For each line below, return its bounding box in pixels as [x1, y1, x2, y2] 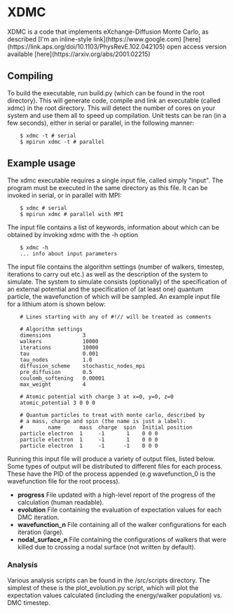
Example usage [7, 157, 76, 169]
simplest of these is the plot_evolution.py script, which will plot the [7, 583, 199, 592]
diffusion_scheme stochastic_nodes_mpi [20, 362, 146, 369]
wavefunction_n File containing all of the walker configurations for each [17, 520, 226, 528]
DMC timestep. [7, 598, 50, 607]
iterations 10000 [20, 344, 99, 351]
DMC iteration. [17, 513, 60, 521]
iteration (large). [17, 528, 64, 536]
